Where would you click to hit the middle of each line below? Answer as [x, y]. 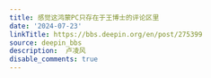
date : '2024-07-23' [46, 26]
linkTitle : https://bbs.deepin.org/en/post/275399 [106, 34]
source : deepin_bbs [46, 43]
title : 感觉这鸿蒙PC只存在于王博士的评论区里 [84, 17]
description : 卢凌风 [48, 51]
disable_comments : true [54, 59]
